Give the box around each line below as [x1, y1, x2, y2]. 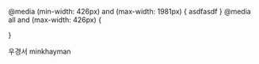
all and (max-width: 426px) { [8, 15, 101, 24]
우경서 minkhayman [8, 47, 71, 56]
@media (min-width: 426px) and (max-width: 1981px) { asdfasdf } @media [8, 7, 251, 16]
